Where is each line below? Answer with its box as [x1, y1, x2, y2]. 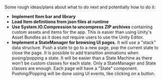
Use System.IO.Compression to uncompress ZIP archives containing [11, 24, 153, 30]
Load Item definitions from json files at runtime [11, 19, 109, 24]
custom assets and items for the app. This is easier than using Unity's [11, 29, 152, 35]
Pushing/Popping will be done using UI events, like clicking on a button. [11, 71, 156, 76]
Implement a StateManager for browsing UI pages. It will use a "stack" [11, 40, 156, 45]
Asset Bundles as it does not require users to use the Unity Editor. [11, 34, 144, 40]
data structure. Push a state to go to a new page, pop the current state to [11, 45, 159, 50]
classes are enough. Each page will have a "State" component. [11, 65, 138, 71]
